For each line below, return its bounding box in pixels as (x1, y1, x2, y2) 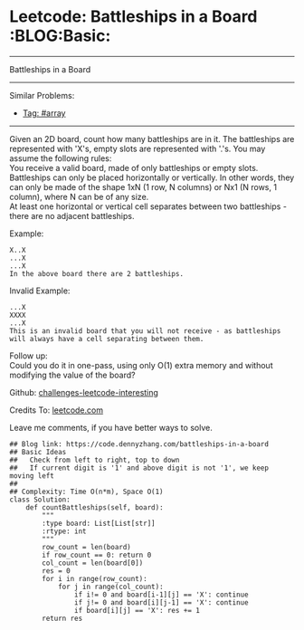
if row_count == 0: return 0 (42, 550, 152, 559)
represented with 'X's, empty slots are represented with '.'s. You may (9, 143, 266, 154)
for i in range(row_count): (42, 574, 147, 583)
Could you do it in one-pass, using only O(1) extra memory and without (9, 359, 273, 370)
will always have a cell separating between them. (9, 334, 204, 343)
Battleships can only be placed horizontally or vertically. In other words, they (9, 172, 295, 183)
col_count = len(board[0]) (42, 558, 144, 568)
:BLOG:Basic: (9, 25, 111, 46)
